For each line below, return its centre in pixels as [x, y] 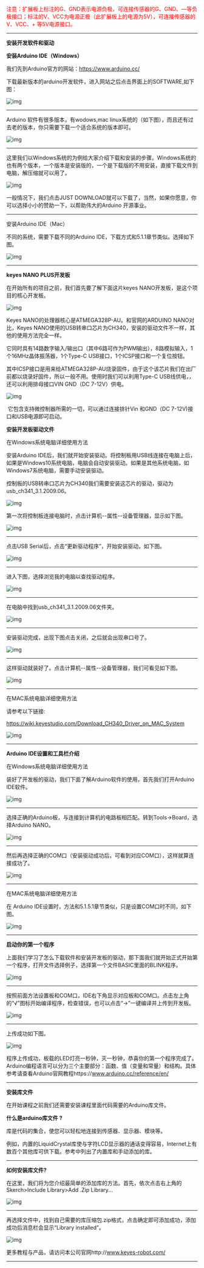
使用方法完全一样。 [41, 335]
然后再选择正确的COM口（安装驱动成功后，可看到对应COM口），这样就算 [98, 855]
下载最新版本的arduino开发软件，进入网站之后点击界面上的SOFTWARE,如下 [100, 82]
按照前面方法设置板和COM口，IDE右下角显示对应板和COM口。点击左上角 [98, 995]
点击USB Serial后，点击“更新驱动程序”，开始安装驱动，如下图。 [86, 546]
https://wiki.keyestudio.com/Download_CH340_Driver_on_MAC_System [96, 723]
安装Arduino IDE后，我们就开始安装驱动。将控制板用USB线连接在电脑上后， [101, 455]
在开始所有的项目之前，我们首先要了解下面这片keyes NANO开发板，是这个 [99, 288]
